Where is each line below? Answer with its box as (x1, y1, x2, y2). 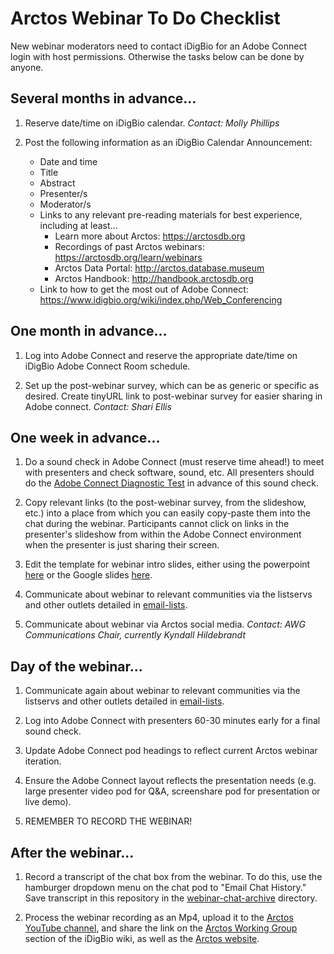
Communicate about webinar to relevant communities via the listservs (24, 588, 313, 601)
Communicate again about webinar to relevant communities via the (24, 685, 301, 697)
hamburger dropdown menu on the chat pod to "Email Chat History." (24, 882, 307, 893)
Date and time (39, 155, 98, 167)
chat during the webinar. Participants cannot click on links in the (24, 518, 290, 530)
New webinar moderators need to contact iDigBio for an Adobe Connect (10, 40, 308, 52)
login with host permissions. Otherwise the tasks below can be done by (10, 50, 305, 62)
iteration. (24, 755, 62, 767)
